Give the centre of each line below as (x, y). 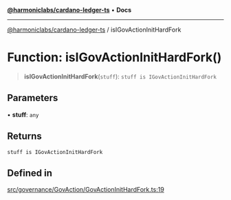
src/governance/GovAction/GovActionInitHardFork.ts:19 (86, 190)
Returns (25, 136)
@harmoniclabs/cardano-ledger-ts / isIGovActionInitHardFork (94, 30)
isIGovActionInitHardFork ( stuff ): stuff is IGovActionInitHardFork (120, 76)
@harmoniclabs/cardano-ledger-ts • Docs (69, 10)
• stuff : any (23, 114)
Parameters (33, 98)
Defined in (30, 173)
